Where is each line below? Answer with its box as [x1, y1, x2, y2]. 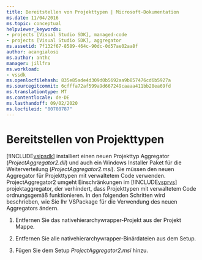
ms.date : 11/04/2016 [6, 15, 59, 21]
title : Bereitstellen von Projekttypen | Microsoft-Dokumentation [6, 9, 179, 15]
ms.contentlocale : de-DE [6, 94, 70, 101]
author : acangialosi [6, 49, 59, 55]
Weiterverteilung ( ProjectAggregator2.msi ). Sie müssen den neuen [6, 166, 174, 173]
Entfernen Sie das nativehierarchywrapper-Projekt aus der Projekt [15, 216, 182, 224]
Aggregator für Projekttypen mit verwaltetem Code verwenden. [6, 172, 166, 180]
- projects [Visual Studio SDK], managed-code [6, 32, 127, 38]
